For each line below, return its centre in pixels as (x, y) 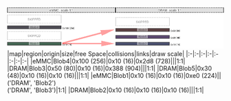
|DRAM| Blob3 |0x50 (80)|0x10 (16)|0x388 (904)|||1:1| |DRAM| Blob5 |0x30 (109, 68)
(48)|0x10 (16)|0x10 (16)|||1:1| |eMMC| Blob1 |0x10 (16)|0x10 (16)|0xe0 (104, 75)
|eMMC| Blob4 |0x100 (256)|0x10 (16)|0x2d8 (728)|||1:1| (108, 61)
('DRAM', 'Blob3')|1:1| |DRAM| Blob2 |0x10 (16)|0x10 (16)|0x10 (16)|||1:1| (106, 90)
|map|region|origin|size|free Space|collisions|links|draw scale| (96, 54)
